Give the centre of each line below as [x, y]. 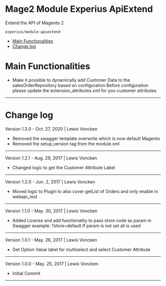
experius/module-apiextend [33, 32]
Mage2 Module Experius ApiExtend [79, 9]
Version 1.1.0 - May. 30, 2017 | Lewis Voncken [51, 211]
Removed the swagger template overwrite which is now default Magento [86, 138]
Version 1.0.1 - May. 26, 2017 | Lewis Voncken [51, 240]
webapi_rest [25, 196]
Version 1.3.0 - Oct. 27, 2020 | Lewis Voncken [51, 129]
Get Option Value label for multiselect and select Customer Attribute [81, 249]
